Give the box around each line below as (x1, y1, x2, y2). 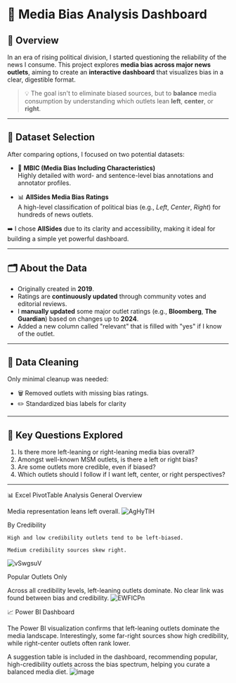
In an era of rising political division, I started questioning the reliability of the (7, 53, 227, 61)
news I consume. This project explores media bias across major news (7, 60, 211, 69)
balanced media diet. (7, 668, 68, 676)
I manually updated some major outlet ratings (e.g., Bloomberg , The (17, 307, 217, 315)
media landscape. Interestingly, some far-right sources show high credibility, (7, 632, 229, 640)
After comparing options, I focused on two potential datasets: (7, 150, 185, 158)
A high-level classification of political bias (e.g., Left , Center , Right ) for (17, 203, 221, 211)
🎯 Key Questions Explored (7, 429, 124, 441)
